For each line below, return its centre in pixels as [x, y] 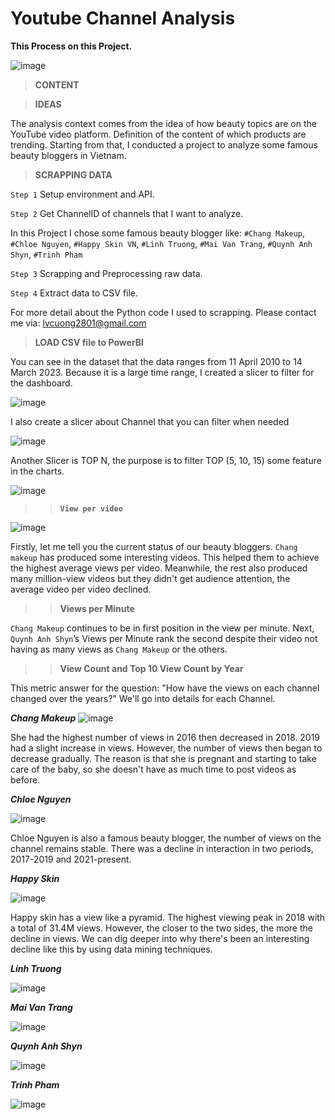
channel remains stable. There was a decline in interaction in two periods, [162, 848]
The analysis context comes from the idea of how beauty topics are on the [163, 123]
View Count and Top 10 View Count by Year [151, 668]
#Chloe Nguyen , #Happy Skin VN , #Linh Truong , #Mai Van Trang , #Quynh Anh [161, 243]
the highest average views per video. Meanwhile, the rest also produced [159, 568]
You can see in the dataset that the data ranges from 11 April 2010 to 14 [156, 361]
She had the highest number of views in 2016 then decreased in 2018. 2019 [165, 737]
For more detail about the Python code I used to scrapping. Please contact [163, 312]
